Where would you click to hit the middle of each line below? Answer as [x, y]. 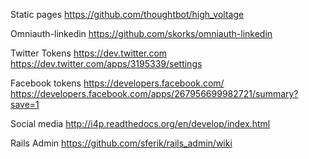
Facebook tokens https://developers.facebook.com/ [117, 83]
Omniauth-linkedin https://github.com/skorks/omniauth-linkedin [141, 33]
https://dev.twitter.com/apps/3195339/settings [106, 63]
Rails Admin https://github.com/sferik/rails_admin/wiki [121, 143]
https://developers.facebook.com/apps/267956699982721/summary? [154, 93]
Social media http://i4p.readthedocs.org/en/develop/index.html [140, 123]
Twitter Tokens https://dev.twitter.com [89, 53]
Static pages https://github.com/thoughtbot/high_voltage [127, 14]
